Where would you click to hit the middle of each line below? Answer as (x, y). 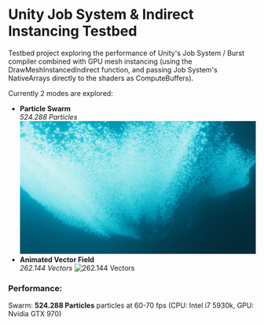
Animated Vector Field (57, 260)
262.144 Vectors (46, 268)
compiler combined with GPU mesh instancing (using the (100, 61)
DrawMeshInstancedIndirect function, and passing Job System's (113, 69)
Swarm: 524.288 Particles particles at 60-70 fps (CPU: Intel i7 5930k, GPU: (131, 305)
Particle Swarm (45, 109)
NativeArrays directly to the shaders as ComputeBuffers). (101, 78)
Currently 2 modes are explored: (61, 93)
